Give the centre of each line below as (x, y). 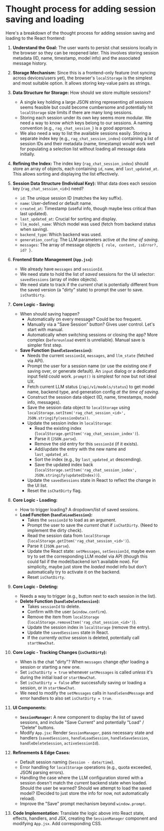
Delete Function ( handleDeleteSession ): (60, 601)
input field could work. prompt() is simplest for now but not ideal (92, 376)
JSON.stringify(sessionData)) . (58, 418)
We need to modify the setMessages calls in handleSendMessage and (86, 693)
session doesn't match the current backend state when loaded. (83, 783)
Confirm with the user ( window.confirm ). (67, 611)
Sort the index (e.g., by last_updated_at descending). (88, 459)
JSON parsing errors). (42, 772)
